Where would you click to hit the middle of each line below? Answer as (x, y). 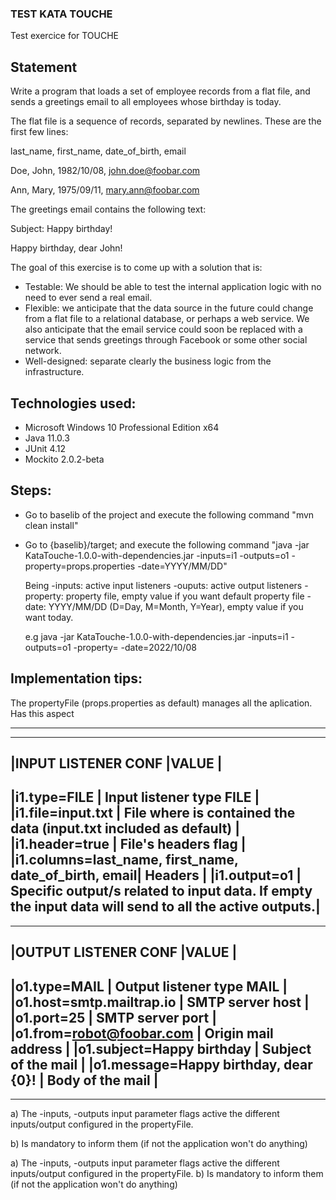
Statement (44, 67)
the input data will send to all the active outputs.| (165, 907)
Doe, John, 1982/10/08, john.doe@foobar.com (105, 171)
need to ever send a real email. (88, 298)
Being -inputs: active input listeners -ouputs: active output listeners (163, 585)
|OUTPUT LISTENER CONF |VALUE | (124, 952)
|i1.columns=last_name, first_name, (124, 860)
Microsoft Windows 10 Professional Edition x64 (122, 427)
